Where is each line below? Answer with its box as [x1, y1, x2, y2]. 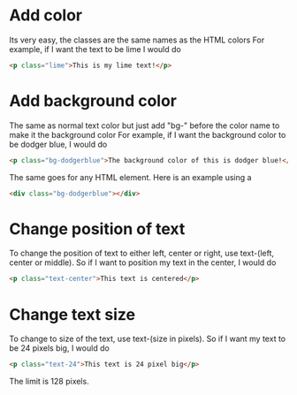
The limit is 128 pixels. [9, 376, 90, 387]
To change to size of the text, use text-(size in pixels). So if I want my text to [9, 333, 286, 345]
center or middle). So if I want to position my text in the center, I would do [9, 257, 277, 268]
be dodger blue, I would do [9, 139, 108, 149]
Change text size [9, 304, 135, 324]
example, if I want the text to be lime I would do [9, 43, 181, 54]
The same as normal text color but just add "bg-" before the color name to [9, 120, 280, 131]
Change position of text [9, 218, 186, 239]
